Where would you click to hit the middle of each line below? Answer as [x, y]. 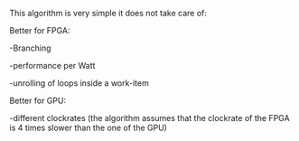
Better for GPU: [37, 100]
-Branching [30, 48]
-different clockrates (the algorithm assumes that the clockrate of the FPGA [150, 118]
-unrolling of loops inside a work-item [79, 83]
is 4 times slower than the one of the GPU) [88, 127]
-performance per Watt [52, 66]
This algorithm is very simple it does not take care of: [108, 13]
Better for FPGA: [40, 30]
